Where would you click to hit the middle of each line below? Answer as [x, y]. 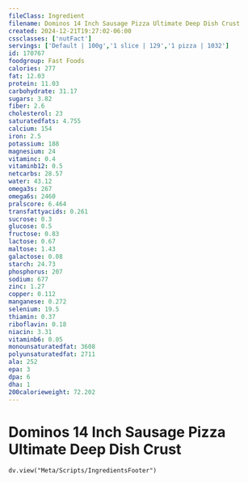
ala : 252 [23, 362]
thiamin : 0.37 [32, 316]
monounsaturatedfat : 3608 [52, 347]
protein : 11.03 [34, 83]
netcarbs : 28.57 [36, 174]
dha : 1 [19, 384]
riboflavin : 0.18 [38, 324]
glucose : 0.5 [30, 227]
